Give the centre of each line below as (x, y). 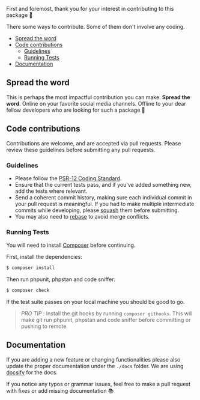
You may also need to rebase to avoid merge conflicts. (82, 216)
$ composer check (28, 291)
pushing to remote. (44, 326)
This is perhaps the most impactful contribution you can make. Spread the (98, 97)
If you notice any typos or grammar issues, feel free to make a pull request (98, 384)
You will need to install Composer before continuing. (71, 245)
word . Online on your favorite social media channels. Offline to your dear (96, 103)
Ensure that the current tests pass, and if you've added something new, (103, 184)
